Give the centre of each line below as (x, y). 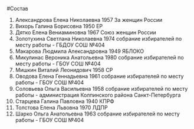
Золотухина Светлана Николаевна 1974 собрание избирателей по (98, 39)
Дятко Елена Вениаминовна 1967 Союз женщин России (86, 32)
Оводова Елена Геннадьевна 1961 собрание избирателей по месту (99, 76)
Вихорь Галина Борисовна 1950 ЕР (59, 26)
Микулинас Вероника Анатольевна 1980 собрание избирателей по (100, 57)
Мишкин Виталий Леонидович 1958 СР (64, 70)
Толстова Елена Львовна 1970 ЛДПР (61, 107)
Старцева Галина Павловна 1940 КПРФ (65, 101)
